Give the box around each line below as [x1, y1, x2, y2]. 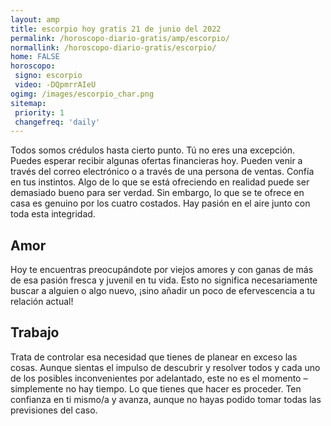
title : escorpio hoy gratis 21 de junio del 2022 [10, 24, 222, 34]
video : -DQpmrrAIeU [14, 80, 97, 90]
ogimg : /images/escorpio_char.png [10, 89, 155, 99]
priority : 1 [14, 107, 65, 118]
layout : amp [10, 14, 60, 25]
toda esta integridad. [10, 208, 96, 220]
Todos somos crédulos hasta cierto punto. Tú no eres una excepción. [10, 144, 296, 156]
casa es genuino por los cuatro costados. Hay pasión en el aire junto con [10, 197, 311, 210]
